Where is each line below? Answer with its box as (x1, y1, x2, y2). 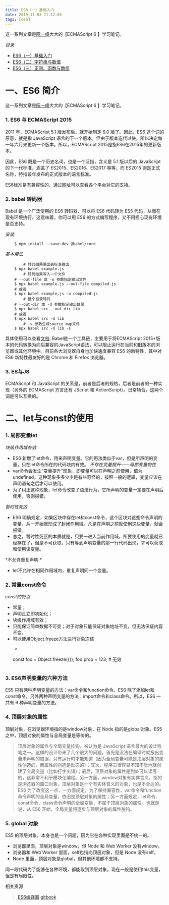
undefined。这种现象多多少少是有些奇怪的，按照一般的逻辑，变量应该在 (12, 474, 162, 480)
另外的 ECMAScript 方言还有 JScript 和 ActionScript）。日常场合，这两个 (14, 387, 163, 393)
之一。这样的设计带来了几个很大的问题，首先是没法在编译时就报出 (22, 749, 159, 755)
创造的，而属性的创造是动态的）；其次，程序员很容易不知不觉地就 (22, 762, 157, 768)
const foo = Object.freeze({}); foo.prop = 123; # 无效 (12, 656, 122, 662)
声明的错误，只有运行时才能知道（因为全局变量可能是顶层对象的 (26, 755, 159, 762)
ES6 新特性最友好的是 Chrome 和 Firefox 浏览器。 (5, 354, 108, 360)
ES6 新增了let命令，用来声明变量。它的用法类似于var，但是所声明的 (12, 455, 153, 461)
